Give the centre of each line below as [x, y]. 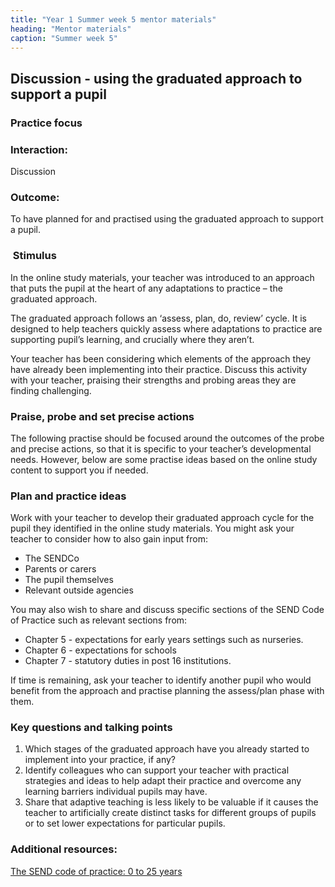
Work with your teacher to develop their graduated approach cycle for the [162, 518]
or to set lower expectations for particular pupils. [125, 823]
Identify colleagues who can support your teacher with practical [157, 770]
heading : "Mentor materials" [71, 29]
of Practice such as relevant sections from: [99, 620]
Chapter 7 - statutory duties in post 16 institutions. [128, 661]
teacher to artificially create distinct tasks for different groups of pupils [170, 813]
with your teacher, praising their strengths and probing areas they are [153, 380]
